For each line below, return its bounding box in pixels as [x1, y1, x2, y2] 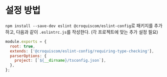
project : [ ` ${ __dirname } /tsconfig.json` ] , [14, 58, 106, 63]
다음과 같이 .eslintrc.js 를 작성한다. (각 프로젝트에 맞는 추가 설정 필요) [16, 29, 158, 35]
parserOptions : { [10, 53, 47, 59]
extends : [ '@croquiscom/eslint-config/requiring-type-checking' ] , [10, 48, 154, 54]
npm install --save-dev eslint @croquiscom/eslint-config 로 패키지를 [5, 22, 153, 29]
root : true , [10, 44, 36, 49]
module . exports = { [5, 39, 47, 44]
